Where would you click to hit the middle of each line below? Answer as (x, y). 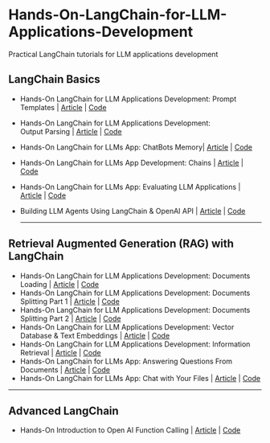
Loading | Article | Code (59, 284)
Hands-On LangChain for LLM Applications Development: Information (135, 344)
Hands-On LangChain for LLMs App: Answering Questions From (126, 361)
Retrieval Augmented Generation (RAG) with (121, 244)
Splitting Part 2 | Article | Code (70, 318)
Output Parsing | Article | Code (71, 131)
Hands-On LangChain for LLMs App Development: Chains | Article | (131, 162)
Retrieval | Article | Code (61, 352)
